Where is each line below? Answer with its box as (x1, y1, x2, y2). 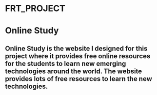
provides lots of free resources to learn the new (5, 75, 153, 83)
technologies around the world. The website (5, 67, 142, 75)
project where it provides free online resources (5, 52, 151, 60)
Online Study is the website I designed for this (5, 44, 148, 52)
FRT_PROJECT (5, 3, 66, 14)
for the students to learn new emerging (5, 59, 126, 68)
